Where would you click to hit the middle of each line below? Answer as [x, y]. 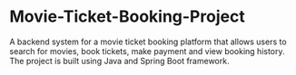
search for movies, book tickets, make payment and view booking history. [147, 51]
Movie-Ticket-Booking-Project [127, 17]
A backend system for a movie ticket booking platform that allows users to [148, 42]
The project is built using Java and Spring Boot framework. [119, 61]
